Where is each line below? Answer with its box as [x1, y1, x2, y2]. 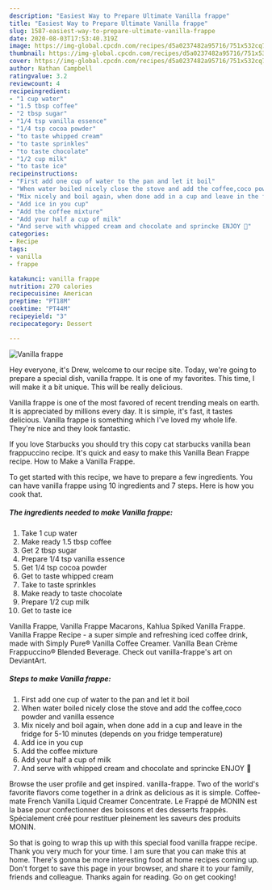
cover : [9, 57, 31, 66]
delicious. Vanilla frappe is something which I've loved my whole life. [9, 414, 237, 425]
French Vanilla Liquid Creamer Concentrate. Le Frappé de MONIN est [27, 796, 257, 806]
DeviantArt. [9, 655, 47, 665]
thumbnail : [9, 49, 46, 57]
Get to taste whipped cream [20, 571, 114, 581]
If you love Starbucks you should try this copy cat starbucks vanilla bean [9, 439, 251, 449]
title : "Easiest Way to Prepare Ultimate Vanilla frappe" [9, 19, 208, 28]
